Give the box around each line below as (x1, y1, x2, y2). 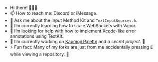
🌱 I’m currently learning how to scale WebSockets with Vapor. (9, 23, 137, 28)
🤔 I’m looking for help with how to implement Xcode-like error (9, 28, 136, 34)
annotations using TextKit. (9, 33, 64, 39)
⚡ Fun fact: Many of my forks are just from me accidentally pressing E (9, 44, 154, 50)
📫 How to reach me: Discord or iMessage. (9, 10, 98, 16)
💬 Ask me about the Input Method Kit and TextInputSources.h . (9, 17, 138, 23)
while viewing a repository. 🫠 (9, 51, 69, 57)
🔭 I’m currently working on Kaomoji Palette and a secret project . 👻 (9, 39, 146, 44)
